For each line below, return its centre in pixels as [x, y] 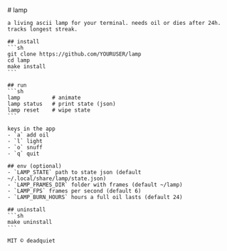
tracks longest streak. [43, 29]
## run [17, 85]
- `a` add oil [28, 135]
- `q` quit [23, 154]
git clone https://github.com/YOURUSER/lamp [74, 54]
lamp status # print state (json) [62, 104]
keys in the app [31, 129]
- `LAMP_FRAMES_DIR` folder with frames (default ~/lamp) [95, 185]
